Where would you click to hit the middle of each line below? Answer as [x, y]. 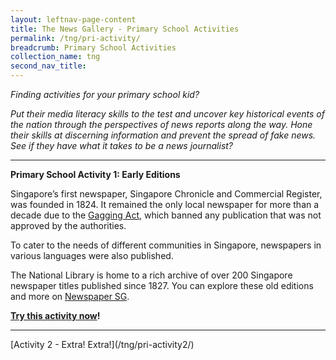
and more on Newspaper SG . [70, 296]
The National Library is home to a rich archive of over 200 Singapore [151, 275]
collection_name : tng [55, 57]
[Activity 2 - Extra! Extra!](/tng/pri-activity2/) [102, 344]
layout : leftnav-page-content [73, 19]
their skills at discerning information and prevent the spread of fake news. [163, 135]
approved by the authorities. [68, 225]
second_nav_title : [48, 66]
